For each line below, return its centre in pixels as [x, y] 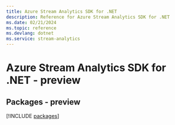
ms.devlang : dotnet [30, 33]
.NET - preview [43, 80]
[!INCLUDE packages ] [33, 116]
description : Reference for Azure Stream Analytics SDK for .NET [88, 17]
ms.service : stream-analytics [43, 39]
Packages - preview [43, 102]
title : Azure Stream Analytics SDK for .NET [62, 11]
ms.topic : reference [32, 28]
